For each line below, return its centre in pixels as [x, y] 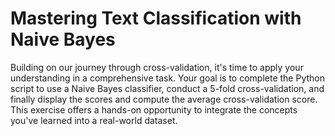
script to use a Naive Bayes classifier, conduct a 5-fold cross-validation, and [167, 88]
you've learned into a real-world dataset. [94, 120]
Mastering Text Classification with [156, 18]
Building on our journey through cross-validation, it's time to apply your [157, 67]
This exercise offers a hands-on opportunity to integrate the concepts [154, 109]
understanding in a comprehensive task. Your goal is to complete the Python [167, 78]
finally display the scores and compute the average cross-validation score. [164, 99]
